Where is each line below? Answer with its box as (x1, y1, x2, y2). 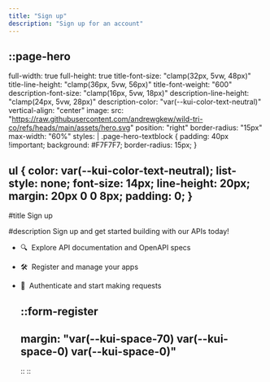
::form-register (20, 304, 99, 318)
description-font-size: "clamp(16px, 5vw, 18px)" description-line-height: (8, 89, 250, 98)
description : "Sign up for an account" (8, 20, 144, 28)
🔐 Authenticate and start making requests (20, 281, 162, 291)
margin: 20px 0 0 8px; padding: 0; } (8, 189, 194, 203)
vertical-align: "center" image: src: (8, 106, 124, 115)
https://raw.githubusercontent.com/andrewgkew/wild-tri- (11, 115, 203, 124)
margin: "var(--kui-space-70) (20, 332, 175, 345)
